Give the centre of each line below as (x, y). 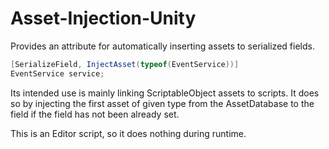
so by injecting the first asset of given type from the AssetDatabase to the (162, 103)
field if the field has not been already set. (95, 114)
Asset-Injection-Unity (103, 18)
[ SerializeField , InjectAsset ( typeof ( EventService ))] (125, 64)
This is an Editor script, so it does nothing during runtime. (128, 133)
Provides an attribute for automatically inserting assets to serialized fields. (162, 46)
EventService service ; (57, 73)
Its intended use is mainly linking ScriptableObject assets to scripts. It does (165, 93)
